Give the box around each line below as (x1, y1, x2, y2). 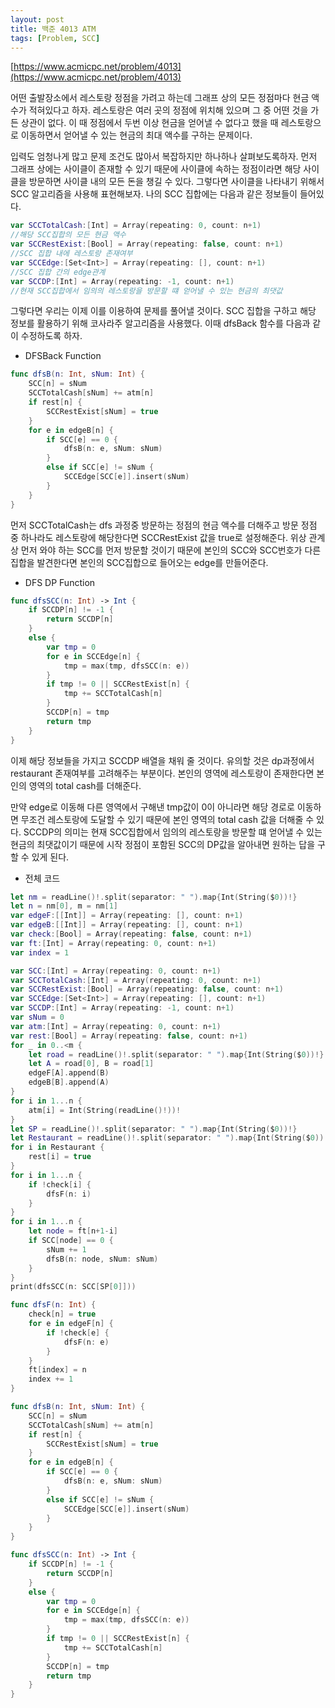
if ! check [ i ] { (28, 1179, 92, 1190)
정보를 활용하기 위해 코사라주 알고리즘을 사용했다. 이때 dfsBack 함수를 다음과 (10, 317, 311, 330)
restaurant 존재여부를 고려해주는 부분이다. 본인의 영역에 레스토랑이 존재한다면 (10, 767, 315, 779)
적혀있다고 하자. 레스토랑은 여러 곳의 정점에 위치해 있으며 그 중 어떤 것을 (28, 104, 309, 116)
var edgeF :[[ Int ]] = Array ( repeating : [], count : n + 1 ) (10, 911, 244, 921)
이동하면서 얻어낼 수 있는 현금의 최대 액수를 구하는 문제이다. (20, 129, 253, 141)
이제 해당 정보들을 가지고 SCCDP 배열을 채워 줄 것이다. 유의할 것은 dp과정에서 (10, 754, 315, 766)
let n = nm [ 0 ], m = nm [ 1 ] (10, 901, 118, 911)
